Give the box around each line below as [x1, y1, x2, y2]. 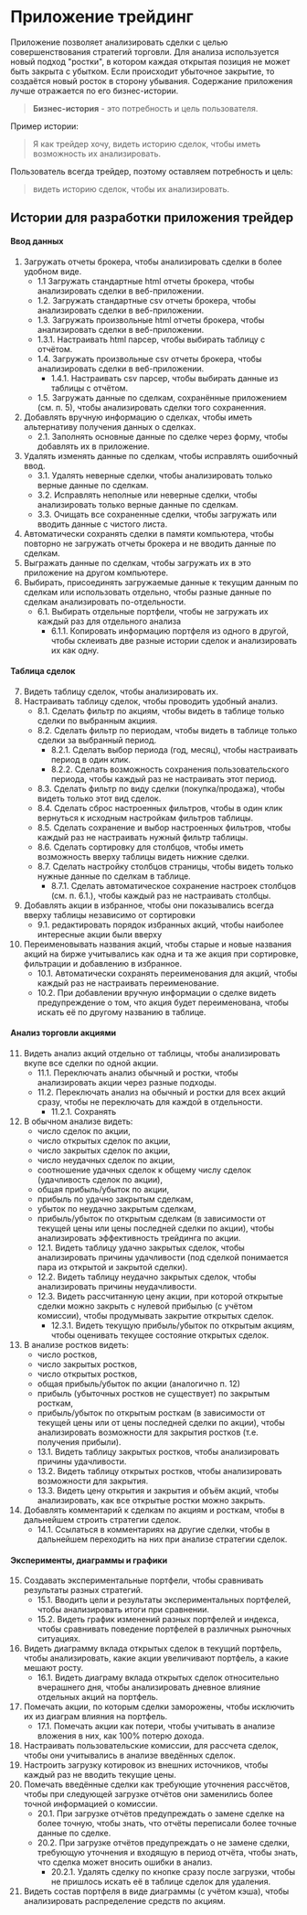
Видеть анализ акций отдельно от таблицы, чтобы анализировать [23, 1047, 281, 1058]
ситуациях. [37, 1633, 81, 1644]
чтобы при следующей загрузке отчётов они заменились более [23, 1789, 273, 1800]
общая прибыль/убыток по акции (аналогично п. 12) [37, 1378, 241, 1389]
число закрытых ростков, [37, 1358, 138, 1369]
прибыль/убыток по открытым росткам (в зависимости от [37, 1407, 266, 1418]
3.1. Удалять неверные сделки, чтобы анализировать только [37, 469, 273, 481]
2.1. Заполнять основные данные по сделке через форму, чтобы [37, 431, 289, 442]
